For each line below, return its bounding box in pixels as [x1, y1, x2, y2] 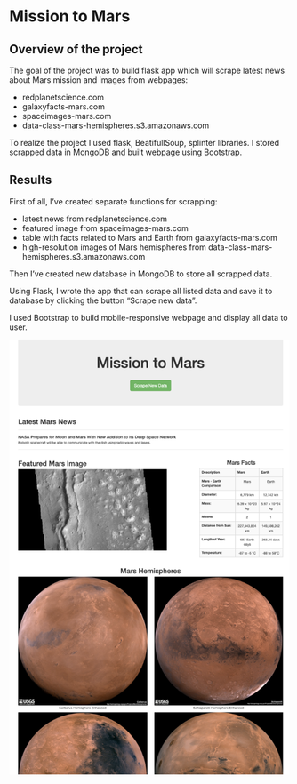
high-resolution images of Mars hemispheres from [21, 242, 207, 252]
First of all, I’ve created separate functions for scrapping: [9, 196, 218, 206]
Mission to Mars [9, 6, 131, 27]
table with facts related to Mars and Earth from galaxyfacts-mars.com [21, 232, 278, 243]
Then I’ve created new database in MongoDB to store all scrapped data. [9, 268, 273, 279]
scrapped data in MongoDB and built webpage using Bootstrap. [9, 147, 243, 157]
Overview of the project [9, 42, 144, 57]
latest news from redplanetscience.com [21, 213, 167, 224]
